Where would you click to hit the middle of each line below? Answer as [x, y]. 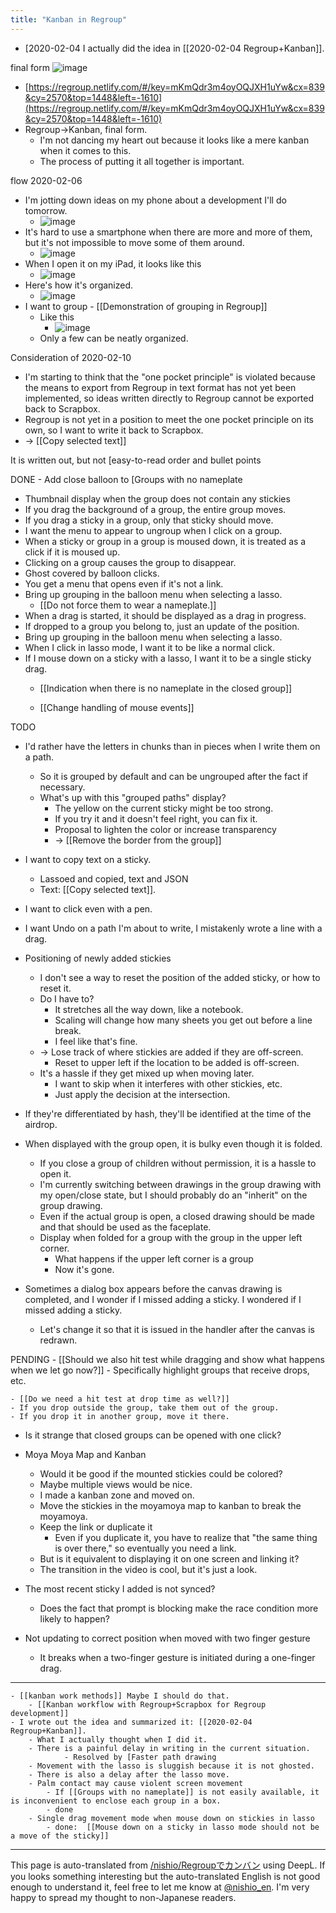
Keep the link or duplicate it [96, 1527]
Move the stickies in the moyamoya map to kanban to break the [170, 1505]
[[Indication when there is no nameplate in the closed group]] [166, 688]
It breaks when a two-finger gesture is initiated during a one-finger [177, 1657]
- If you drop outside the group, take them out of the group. [145, 1407]
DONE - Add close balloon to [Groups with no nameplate [126, 479]
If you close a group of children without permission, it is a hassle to [178, 1163]
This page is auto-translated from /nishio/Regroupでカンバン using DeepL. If [168, 1865]
